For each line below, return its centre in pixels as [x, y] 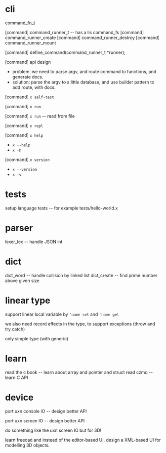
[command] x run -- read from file [40, 116]
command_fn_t [20, 23]
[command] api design [28, 62]
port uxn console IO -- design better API [46, 411]
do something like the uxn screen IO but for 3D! [53, 430]
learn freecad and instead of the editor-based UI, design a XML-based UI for [83, 440]
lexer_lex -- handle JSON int [34, 242]
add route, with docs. [34, 87]
